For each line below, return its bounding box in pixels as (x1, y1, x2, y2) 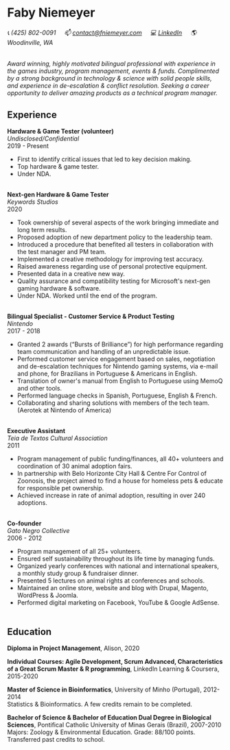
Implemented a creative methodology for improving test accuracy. (16, 255, 204, 263)
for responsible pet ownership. (16, 484, 104, 492)
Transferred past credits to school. (7, 736, 105, 744)
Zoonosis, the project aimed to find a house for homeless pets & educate (16, 477, 223, 485)
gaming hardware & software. (16, 284, 101, 293)
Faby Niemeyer (7, 5, 95, 21)
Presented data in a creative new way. (16, 270, 125, 278)
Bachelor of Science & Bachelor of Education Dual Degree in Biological (7, 713, 211, 722)
